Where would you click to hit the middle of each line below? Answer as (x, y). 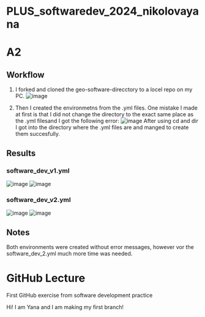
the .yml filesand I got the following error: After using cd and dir (107, 121)
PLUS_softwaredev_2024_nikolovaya (103, 11)
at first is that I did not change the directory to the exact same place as (104, 114)
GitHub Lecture (46, 278)
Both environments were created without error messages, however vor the (100, 247)
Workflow (25, 75)
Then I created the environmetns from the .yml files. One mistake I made (106, 108)
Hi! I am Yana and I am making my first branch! (65, 307)
